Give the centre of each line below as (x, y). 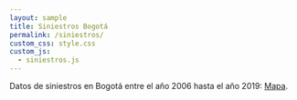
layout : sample (38, 18)
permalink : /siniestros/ (57, 35)
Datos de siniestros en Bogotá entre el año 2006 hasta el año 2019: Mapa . (149, 86)
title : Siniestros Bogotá (58, 26)
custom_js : (30, 52)
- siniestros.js (48, 60)
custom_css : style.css (53, 43)
